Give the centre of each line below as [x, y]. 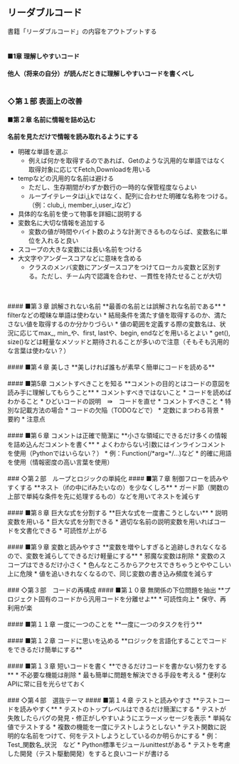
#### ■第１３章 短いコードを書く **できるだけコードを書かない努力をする [117, 666]
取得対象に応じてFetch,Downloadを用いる [90, 170]
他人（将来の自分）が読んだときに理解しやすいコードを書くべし [101, 74]
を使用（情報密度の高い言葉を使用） [60, 462]
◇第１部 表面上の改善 [45, 101]
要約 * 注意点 [26, 419]
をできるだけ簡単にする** [45, 650]
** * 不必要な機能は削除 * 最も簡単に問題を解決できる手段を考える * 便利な [117, 675]
